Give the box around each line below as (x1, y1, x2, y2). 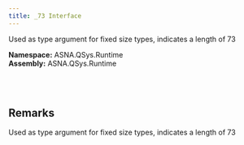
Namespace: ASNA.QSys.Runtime (8, 49, 124, 59)
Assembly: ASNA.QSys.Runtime (8, 58, 117, 68)
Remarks (8, 106, 55, 120)
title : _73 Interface (8, 11, 82, 20)
